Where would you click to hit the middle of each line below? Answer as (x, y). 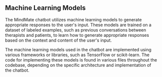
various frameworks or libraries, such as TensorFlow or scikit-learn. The (77, 55)
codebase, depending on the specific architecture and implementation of (78, 65)
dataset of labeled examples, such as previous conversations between (76, 30)
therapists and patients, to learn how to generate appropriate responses (77, 35)
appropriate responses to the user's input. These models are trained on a (78, 25)
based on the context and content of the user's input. (58, 40)
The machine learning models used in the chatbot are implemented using (78, 49)
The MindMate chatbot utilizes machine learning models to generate (73, 19)
